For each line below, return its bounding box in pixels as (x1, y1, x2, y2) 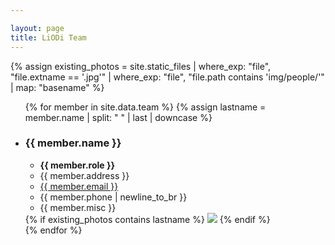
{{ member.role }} (39, 159, 116, 171)
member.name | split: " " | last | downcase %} (24, 111, 213, 123)
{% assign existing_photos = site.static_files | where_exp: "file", (10, 60, 272, 72)
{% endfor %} (24, 224, 83, 236)
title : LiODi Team (10, 32, 87, 43)
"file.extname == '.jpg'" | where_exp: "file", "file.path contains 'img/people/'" (10, 71, 325, 83)
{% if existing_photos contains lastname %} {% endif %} (24, 213, 271, 225)
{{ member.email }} (39, 180, 119, 192)
